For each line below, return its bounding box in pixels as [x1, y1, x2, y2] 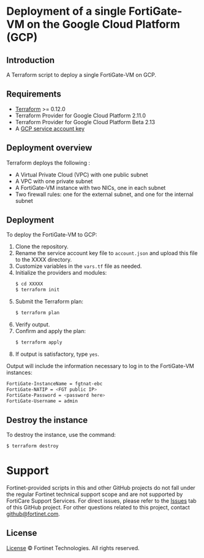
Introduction [6, 55, 55, 65]
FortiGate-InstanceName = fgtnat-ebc [6, 380, 103, 387]
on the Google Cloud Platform [26, 17, 181, 31]
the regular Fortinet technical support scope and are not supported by [6, 490, 183, 498]
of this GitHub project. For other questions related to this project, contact [6, 504, 190, 511]
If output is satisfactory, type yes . [15, 350, 99, 358]
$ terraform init [15, 287, 60, 293]
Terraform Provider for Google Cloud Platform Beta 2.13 [15, 118, 155, 125]
